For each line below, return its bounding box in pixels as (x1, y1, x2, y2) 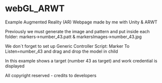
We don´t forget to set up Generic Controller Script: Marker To (5, 43, 130, 49)
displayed (5, 63, 25, 69)
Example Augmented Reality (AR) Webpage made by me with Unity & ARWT (5, 19, 158, 25)
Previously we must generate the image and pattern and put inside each (5, 28, 150, 34)
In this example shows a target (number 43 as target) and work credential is (5, 58, 158, 63)
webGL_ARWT (5, 3, 65, 14)
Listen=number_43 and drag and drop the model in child (5, 48, 118, 54)
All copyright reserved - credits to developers (5, 72, 97, 78)
